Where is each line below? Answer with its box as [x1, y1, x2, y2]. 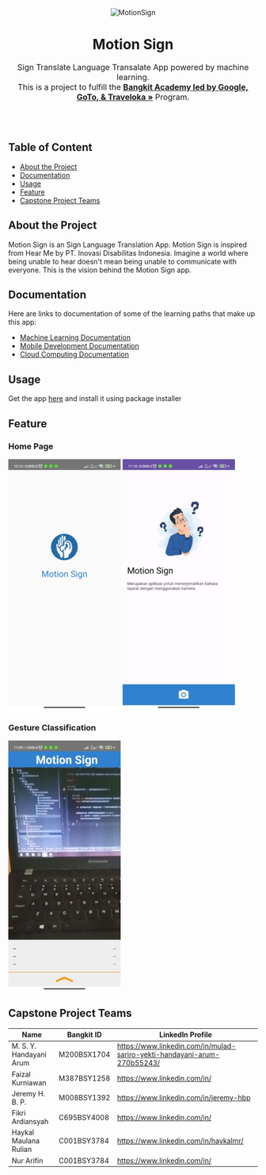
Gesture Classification [8, 722, 97, 733]
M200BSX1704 [59, 1050, 111, 1059]
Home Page [8, 441, 54, 452]
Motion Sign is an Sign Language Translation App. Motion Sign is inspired [8, 240, 248, 249]
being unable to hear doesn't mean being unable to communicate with [8, 256, 237, 266]
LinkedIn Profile [159, 1030, 212, 1039]
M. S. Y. [11, 1042, 37, 1051]
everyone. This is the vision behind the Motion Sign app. [8, 265, 192, 275]
